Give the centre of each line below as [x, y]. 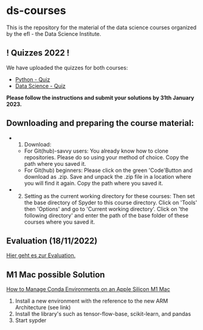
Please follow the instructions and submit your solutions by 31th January [100, 97]
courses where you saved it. [60, 222]
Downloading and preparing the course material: [100, 123]
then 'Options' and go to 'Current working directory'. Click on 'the [106, 209]
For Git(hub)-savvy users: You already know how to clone [96, 151]
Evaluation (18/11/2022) [52, 241]
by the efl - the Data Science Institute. [54, 33]
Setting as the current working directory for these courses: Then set [109, 196]
